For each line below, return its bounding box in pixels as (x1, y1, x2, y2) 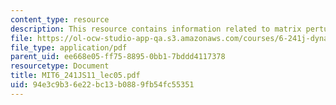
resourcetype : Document (10, 61, 110, 71)
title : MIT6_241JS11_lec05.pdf (10, 71, 141, 81)
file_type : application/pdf (10, 42, 128, 53)
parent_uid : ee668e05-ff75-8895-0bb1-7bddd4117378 (10, 52, 226, 62)
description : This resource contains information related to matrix (10, 24, 302, 34)
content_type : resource (10, 14, 110, 25)
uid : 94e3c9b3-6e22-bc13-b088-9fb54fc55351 (10, 80, 195, 90)
